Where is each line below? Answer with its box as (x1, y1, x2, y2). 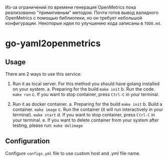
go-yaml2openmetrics (5, 38, 101, 49)
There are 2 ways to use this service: (5, 71, 82, 77)
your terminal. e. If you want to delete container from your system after (12, 117, 159, 123)
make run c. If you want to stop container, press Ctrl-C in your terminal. (12, 91, 159, 97)
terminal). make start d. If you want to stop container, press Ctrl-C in (12, 112, 155, 117)
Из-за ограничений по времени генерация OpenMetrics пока (5, 5, 136, 10)
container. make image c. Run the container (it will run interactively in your (12, 106, 163, 112)
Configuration (5, 137, 50, 145)
